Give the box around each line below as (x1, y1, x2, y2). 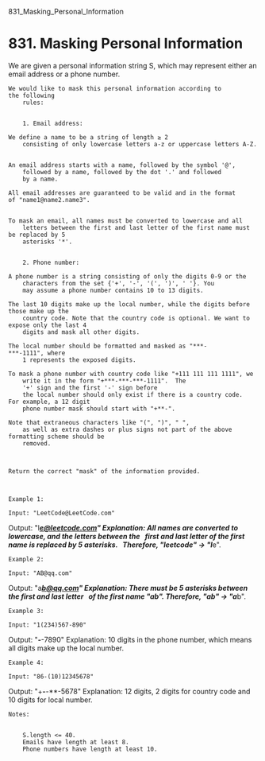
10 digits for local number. (8, 695, 93, 705)
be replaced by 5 (8, 231, 66, 239)
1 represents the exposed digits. (22, 355, 136, 364)
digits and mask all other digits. (22, 328, 140, 336)
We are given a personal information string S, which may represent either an (8, 60, 257, 70)
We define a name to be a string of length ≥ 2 (8, 133, 169, 142)
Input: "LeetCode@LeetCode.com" (8, 509, 115, 517)
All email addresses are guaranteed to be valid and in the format (8, 188, 236, 197)
